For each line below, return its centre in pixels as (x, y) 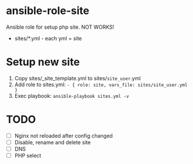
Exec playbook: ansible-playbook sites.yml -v (72, 95)
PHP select (28, 156)
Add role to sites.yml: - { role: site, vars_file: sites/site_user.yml (101, 84)
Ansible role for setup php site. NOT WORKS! (60, 27)
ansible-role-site (48, 11)
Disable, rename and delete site (53, 142)
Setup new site (43, 62)
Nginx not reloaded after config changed (63, 135)
